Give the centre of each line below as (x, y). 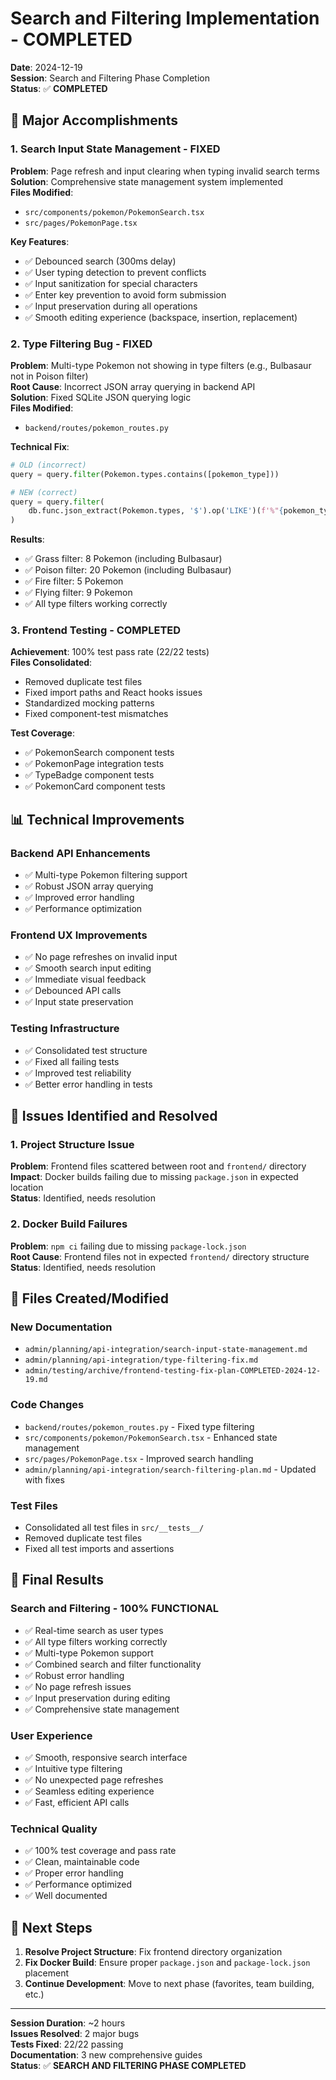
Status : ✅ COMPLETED (59, 88)
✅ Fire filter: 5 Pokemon (74, 581)
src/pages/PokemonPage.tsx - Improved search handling (139, 1458)
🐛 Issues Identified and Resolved (114, 1116)
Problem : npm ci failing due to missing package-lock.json (128, 1246)
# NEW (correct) (44, 492)
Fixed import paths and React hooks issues (113, 693)
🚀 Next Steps (51, 1927)
